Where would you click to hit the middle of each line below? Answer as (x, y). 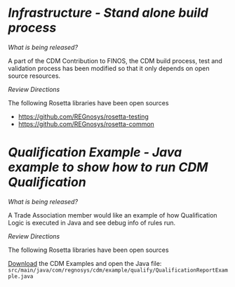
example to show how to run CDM (108, 167)
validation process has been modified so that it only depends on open (109, 68)
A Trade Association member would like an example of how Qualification (113, 215)
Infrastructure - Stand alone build (108, 13)
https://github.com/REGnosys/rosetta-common (86, 124)
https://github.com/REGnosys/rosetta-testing (83, 116)
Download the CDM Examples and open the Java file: (85, 263)
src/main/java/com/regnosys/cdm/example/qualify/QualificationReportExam (118, 270)
